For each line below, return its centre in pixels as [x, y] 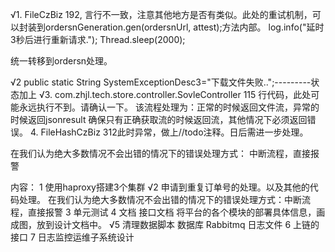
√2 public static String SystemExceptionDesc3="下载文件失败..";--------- [161, 82]
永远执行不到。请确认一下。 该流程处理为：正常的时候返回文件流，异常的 [169, 107]
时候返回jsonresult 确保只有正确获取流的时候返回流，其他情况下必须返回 [159, 119]
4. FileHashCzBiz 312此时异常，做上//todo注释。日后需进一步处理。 [169, 132]
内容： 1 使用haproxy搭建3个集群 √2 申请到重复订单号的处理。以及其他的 [160, 187]
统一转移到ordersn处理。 [61, 61]
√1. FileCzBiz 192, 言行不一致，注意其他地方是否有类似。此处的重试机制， [161, 14]
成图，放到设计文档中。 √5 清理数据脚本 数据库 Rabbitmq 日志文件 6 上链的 [165, 224]
